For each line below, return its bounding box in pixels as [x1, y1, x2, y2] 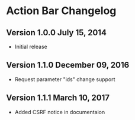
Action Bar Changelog [6, 4, 117, 18]
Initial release [14, 43, 47, 50]
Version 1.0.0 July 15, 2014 [6, 28, 107, 38]
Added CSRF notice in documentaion [14, 108, 105, 115]
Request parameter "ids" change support [14, 75, 115, 83]
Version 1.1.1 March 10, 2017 [6, 93, 110, 103]
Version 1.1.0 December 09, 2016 [6, 60, 130, 70]
